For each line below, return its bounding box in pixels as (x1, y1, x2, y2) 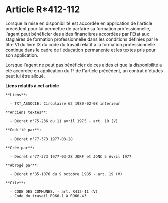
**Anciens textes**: (5, 110, 49, 115)
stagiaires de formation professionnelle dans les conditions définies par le (5, 36, 158, 42)
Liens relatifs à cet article (5, 82, 59, 89)
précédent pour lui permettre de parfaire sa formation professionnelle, (5, 25, 151, 31)
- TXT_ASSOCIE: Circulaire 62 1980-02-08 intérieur (10, 101, 121, 106)
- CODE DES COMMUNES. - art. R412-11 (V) (10, 189, 98, 194)
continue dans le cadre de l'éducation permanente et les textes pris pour (5, 47, 156, 53)
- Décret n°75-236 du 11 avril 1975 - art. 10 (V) (10, 118, 118, 124)
